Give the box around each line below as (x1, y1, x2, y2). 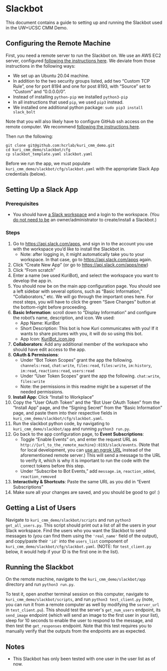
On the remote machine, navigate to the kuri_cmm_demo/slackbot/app (5, 576, 146, 582)
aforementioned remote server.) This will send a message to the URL (20, 452, 161, 458)
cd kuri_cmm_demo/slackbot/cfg (5, 147, 71, 152)
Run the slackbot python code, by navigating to (12, 420, 110, 426)
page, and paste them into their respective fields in (12, 410, 117, 416)
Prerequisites (5, 200, 39, 207)
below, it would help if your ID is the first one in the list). (5, 549, 120, 555)
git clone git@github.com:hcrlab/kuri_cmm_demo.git (5, 143, 115, 148)
